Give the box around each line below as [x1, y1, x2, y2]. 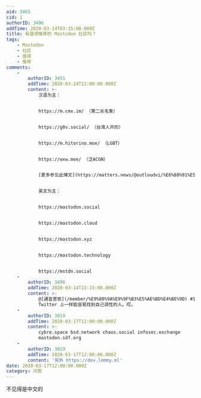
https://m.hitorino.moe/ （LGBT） [38, 140, 123, 146]
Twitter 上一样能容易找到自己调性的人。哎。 [38, 301, 136, 308]
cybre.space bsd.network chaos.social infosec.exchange [38, 329, 181, 335]
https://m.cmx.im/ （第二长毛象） [38, 108, 118, 114]
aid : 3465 [6, 8, 31, 15]
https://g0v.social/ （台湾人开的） [38, 124, 124, 130]
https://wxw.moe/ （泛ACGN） [38, 156, 108, 162]
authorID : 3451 [28, 75, 66, 81]
